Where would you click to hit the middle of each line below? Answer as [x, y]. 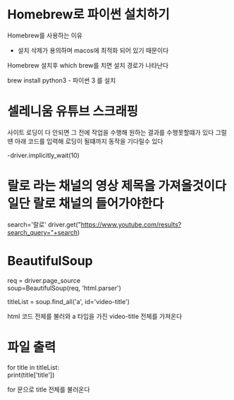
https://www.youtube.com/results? [131, 224]
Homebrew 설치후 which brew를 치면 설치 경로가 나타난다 [88, 65]
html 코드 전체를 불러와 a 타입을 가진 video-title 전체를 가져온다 [95, 316]
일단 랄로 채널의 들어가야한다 [86, 204]
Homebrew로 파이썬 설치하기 [89, 14]
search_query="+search [42, 232]
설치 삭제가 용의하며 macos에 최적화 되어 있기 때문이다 [93, 50]
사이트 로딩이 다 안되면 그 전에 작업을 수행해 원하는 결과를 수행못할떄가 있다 [111, 132]
